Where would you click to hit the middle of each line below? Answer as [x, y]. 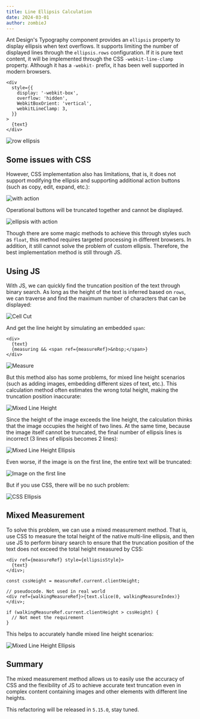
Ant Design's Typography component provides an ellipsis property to [93, 40]
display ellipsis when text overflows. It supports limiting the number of [92, 46]
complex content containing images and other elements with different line [97, 691]
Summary [25, 664]
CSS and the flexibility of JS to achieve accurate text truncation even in [93, 685]
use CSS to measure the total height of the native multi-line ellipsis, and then [100, 536]
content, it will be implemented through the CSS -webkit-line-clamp [90, 59]
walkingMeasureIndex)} [152, 596]
